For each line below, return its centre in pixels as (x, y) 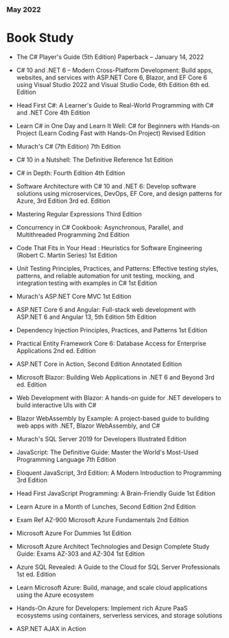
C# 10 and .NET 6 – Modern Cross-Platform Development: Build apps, (114, 70)
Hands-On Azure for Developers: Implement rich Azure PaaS (102, 608)
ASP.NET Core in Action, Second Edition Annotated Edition (99, 364)
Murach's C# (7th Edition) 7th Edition (69, 146)
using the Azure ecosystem (55, 595)
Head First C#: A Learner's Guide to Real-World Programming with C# (115, 105)
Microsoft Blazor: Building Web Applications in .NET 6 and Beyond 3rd (116, 377)
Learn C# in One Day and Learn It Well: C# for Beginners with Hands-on (118, 125)
